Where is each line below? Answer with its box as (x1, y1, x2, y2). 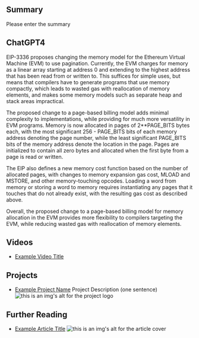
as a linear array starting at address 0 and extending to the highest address (6, 66, 191, 73)
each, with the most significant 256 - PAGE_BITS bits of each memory (6, 127, 177, 135)
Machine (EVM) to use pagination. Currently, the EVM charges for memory (6, 59, 188, 67)
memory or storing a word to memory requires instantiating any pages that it (6, 183, 193, 190)
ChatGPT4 (6, 38, 46, 48)
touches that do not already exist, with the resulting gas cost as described (6, 190, 188, 197)
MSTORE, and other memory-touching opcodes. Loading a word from (6, 177, 176, 184)
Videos (6, 237, 33, 248)
